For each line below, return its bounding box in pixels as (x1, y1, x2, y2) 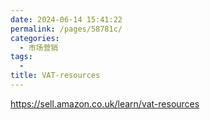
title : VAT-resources (10, 71, 101, 81)
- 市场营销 (19, 42, 59, 53)
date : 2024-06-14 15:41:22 (10, 14, 123, 25)
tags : (10, 52, 33, 62)
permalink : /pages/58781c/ (10, 24, 123, 34)
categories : (10, 33, 60, 43)
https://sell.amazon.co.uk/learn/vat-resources (10, 97, 200, 110)
